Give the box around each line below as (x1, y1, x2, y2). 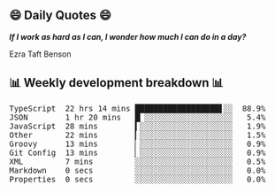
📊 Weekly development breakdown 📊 (9, 75, 224, 90)
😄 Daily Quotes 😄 (9, 8, 112, 23)
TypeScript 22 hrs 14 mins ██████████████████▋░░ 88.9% (9, 103, 266, 113)
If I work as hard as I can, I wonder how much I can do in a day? (9, 31, 247, 42)
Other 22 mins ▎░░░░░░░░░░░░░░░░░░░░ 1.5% (9, 129, 266, 140)
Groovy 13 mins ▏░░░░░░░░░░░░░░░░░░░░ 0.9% (9, 138, 266, 149)
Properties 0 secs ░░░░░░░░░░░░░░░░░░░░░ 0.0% (9, 174, 266, 184)
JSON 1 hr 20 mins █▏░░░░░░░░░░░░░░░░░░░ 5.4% (9, 112, 266, 122)
